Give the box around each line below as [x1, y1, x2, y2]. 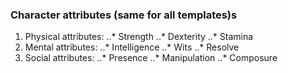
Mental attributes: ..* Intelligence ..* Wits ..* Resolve [24, 41, 240, 53]
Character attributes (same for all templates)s [10, 8, 238, 22]
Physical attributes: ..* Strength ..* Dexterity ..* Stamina [24, 31, 254, 43]
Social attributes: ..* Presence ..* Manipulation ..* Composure [24, 52, 278, 64]
